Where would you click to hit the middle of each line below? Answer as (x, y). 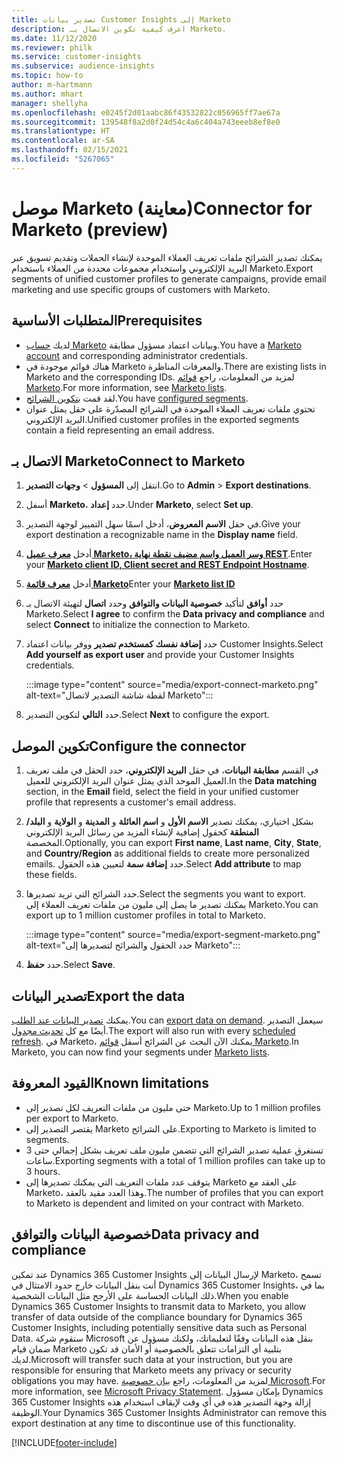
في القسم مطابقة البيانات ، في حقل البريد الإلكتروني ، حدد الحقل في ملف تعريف (172, 770)
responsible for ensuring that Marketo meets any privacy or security (151, 1370)
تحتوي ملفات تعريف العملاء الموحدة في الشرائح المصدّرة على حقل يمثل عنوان (170, 408)
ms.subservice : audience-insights (83, 66)
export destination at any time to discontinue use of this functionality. (154, 1423)
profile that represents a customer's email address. (131, 802)
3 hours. (43, 1171)
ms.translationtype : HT (61, 131)
